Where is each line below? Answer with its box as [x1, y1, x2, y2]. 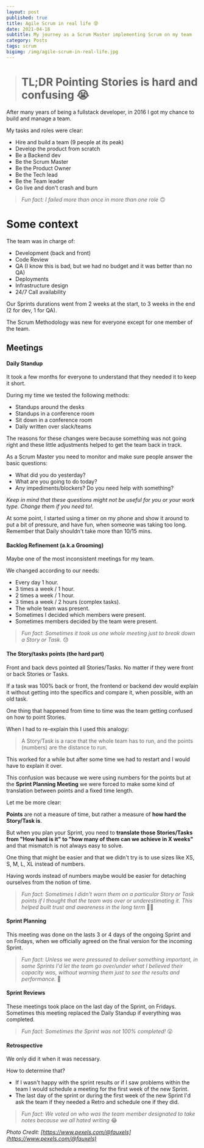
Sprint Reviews [6, 989, 46, 996]
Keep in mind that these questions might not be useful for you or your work [6, 496, 195, 504]
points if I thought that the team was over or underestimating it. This [21, 897, 193, 904]
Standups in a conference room [15, 410, 94, 418]
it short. [6, 380, 26, 387]
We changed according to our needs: [6, 567, 100, 575]
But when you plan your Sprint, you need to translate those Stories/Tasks [6, 829, 193, 836]
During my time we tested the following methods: [6, 392, 130, 399]
